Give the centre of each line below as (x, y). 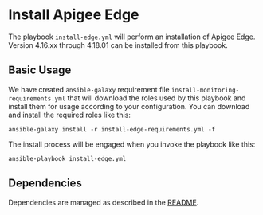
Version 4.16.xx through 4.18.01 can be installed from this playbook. (118, 45)
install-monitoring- (205, 90)
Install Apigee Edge (74, 15)
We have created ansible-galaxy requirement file (89, 89)
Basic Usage (40, 70)
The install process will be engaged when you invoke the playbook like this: (132, 144)
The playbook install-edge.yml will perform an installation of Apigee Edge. (132, 37)
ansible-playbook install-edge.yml (67, 158)
